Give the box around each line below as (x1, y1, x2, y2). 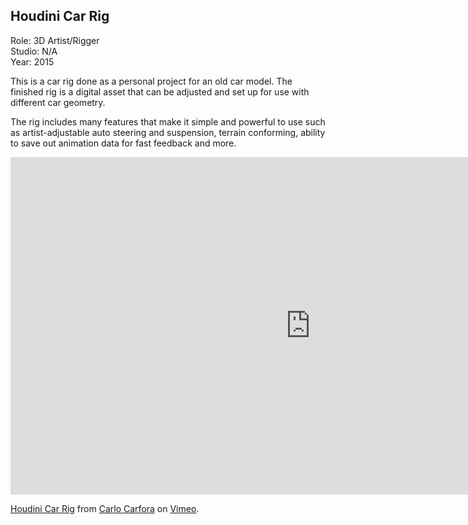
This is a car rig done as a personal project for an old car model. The (10, 75, 293, 87)
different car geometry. (10, 96, 106, 108)
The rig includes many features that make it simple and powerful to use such (10, 115, 326, 128)
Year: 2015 (10, 55, 55, 68)
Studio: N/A (10, 45, 58, 57)
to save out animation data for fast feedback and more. (10, 137, 237, 149)
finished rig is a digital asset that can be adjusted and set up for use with (10, 85, 310, 98)
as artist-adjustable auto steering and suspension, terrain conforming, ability (10, 126, 326, 138)
